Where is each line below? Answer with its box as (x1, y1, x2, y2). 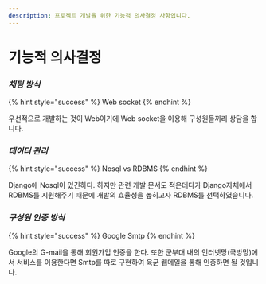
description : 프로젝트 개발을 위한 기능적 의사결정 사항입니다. (8, 11, 191, 20)
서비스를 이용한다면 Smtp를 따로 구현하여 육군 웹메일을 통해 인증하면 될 (16, 257, 238, 266)
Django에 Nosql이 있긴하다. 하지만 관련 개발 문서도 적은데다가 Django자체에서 (8, 181, 252, 190)
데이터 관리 (8, 146, 49, 157)
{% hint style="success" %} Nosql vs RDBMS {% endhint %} (8, 164, 209, 173)
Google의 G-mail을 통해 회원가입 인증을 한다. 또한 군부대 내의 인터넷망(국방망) (8, 247, 252, 257)
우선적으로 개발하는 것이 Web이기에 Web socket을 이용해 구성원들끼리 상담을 (8, 114, 249, 123)
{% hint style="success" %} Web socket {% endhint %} (8, 97, 191, 107)
